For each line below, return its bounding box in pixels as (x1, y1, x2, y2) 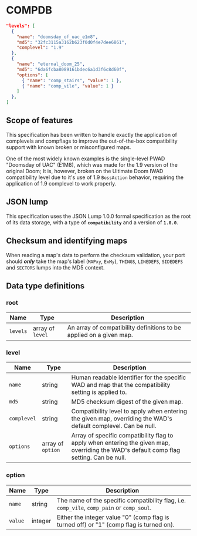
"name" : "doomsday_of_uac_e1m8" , (16, 33, 98, 40)
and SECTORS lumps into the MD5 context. (6, 264, 105, 271)
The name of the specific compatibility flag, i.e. (56, 496, 186, 504)
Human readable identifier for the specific (71, 373, 186, 382)
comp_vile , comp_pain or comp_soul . (56, 503, 152, 511)
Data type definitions (6, 281, 85, 291)
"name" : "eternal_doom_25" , (16, 61, 85, 68)
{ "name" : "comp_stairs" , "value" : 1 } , (21, 77, 122, 83)
